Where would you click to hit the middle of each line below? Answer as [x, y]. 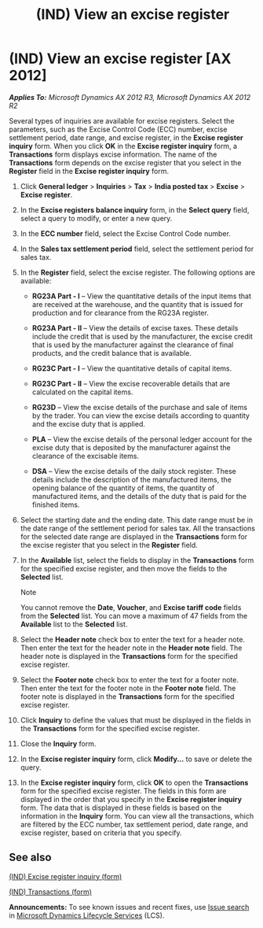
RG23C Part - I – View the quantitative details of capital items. [132, 368]
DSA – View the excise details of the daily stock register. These [134, 471]
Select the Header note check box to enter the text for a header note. [133, 639]
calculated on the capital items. [82, 392]
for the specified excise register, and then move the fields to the [124, 568]
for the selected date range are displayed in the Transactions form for [134, 536]
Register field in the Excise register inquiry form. [89, 171]
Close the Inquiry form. [58, 743]
